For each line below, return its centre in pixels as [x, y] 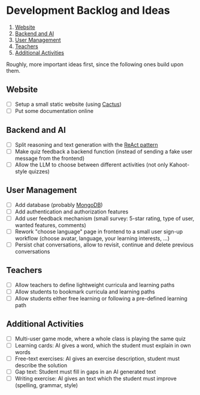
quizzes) [39, 171]
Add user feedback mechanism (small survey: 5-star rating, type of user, [104, 218]
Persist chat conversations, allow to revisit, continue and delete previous [104, 245]
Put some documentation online [54, 111]
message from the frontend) [50, 158]
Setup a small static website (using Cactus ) [68, 104]
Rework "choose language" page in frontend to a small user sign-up [99, 231]
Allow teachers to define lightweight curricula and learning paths [95, 285]
